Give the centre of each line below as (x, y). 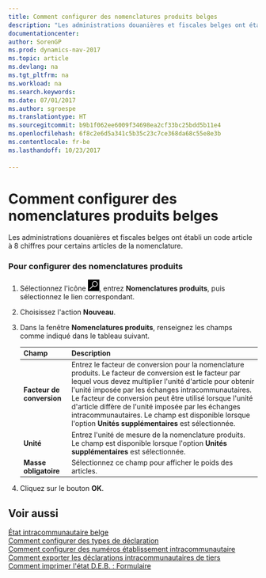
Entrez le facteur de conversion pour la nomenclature (158, 365)
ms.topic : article (38, 59)
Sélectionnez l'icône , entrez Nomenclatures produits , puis (122, 288)
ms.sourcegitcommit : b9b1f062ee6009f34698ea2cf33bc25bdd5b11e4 (115, 125)
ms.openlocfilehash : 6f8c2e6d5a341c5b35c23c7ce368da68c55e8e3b (115, 134)
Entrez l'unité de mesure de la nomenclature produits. (158, 435)
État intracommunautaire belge (59, 532)
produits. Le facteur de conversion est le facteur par (156, 373)
